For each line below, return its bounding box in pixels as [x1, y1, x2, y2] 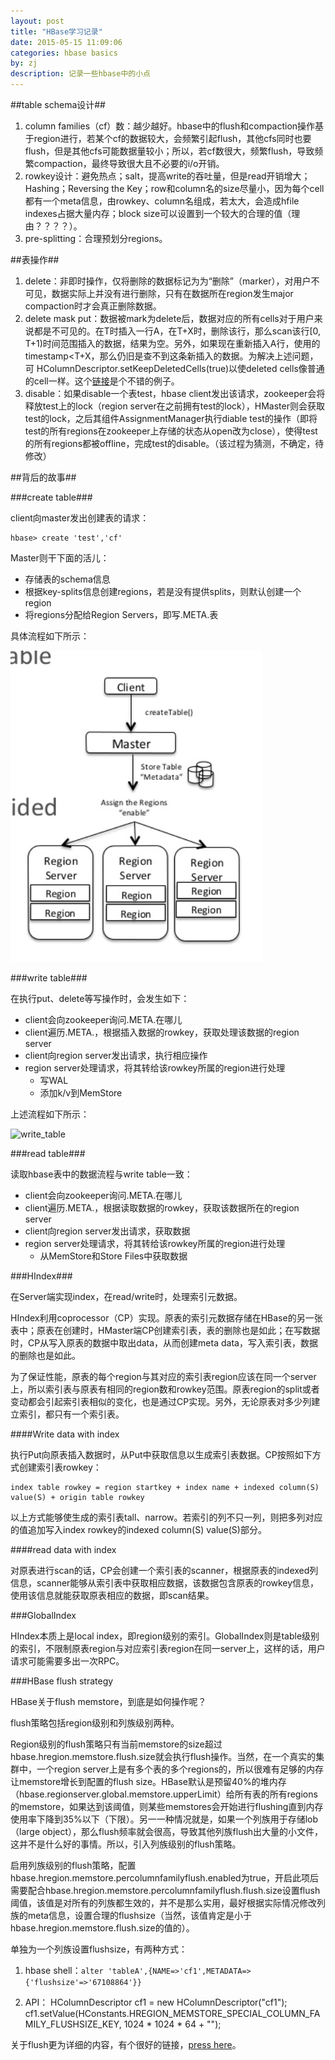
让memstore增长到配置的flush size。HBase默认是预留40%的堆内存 [10, 1776, 287, 1787]
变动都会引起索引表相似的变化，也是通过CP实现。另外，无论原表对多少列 [10, 1396, 312, 1407]
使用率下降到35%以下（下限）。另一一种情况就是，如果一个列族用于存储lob [10, 1813, 319, 1825]
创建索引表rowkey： [18, 1461, 102, 1473]
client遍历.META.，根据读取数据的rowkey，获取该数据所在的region [24, 1202, 300, 1214]
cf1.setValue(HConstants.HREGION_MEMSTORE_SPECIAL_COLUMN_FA [24, 2008, 321, 2019]
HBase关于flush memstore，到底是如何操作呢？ [10, 1696, 207, 1707]
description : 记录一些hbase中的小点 [10, 69, 151, 79]
